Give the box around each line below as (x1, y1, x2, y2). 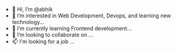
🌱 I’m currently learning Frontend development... (11, 25, 132, 32)
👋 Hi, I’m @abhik (11, 6, 53, 13)
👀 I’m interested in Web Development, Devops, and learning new (11, 12, 171, 19)
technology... (11, 19, 45, 25)
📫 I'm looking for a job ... (11, 38, 75, 45)
